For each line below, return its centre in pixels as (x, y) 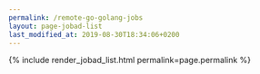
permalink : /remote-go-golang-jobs (76, 18)
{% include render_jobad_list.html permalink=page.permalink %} (130, 60)
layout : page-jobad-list (55, 26)
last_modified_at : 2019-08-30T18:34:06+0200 (94, 34)
